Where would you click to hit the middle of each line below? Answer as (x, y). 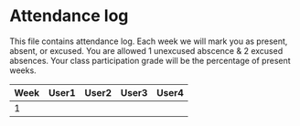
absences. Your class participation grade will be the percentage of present (150, 60)
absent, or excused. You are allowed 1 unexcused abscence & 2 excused (146, 50)
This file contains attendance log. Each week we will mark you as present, (149, 41)
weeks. (23, 70)
